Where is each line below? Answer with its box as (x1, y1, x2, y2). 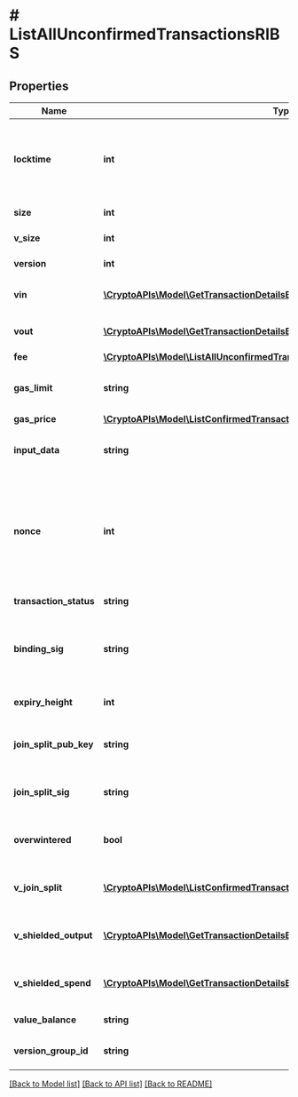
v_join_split (13, 881, 63, 894)
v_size (13, 232, 41, 244)
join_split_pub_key (13, 738, 94, 751)
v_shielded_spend (13, 977, 91, 989)
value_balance (13, 1014, 77, 1026)
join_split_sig (13, 786, 70, 798)
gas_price (13, 413, 57, 425)
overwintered (13, 834, 72, 846)
